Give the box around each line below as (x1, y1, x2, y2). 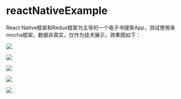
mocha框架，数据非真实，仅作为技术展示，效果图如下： (6, 31, 141, 38)
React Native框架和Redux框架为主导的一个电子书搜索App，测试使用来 (6, 24, 175, 31)
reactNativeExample (6, 4, 108, 17)
